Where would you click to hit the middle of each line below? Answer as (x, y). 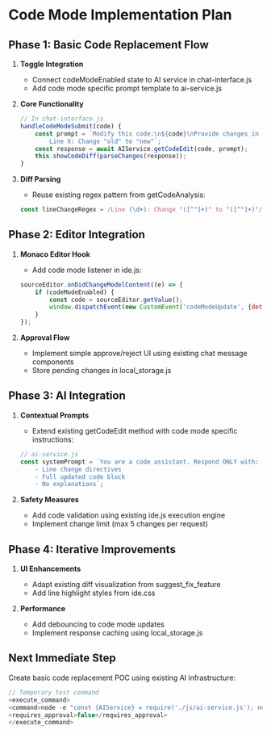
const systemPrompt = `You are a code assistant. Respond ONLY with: (140, 462)
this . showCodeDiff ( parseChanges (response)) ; (111, 156)
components (53, 362)
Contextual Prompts (54, 415)
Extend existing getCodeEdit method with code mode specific (135, 430)
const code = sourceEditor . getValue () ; (117, 300)
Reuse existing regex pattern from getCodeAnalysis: (119, 195)
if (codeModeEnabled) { (75, 292)
